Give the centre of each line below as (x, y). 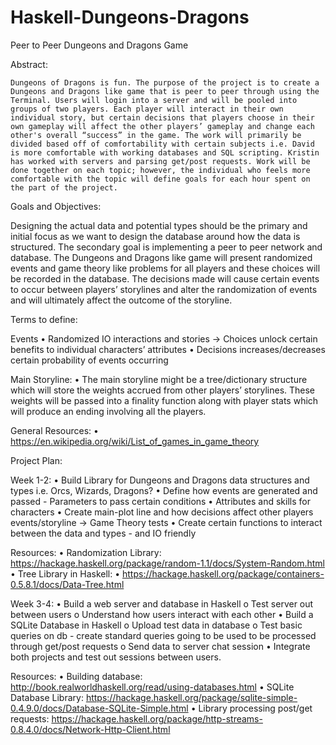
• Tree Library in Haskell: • (65, 573)
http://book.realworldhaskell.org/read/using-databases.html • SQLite (152, 687)
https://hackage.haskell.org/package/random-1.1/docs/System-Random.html (167, 563)
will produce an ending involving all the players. (108, 411)
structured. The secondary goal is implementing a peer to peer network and (166, 247)
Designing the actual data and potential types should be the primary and (159, 225)
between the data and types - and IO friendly (103, 533)
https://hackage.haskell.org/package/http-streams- (157, 718)
